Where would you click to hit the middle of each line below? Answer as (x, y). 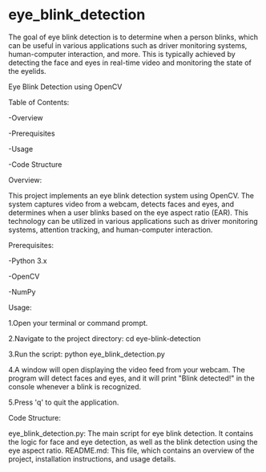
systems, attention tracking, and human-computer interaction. (111, 230)
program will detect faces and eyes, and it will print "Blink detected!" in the (131, 378)
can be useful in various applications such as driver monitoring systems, (128, 45)
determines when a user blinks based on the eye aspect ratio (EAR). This (128, 212)
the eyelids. (27, 71)
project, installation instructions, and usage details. (92, 458)
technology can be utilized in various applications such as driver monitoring (133, 221)
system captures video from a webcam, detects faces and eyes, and (121, 204)
